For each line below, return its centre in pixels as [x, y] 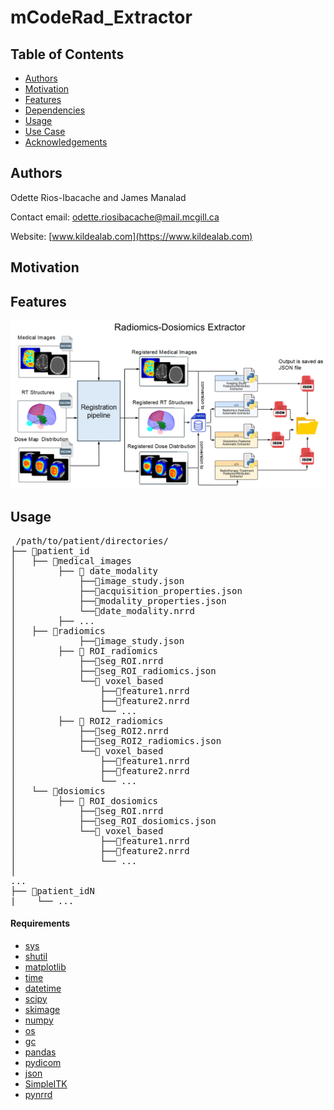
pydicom [43, 1062]
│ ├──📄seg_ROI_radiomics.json [113, 670]
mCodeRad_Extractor [101, 17]
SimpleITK [46, 1083]
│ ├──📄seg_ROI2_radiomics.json [116, 740]
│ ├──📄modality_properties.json [118, 600]
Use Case [45, 131]
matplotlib [45, 967]
